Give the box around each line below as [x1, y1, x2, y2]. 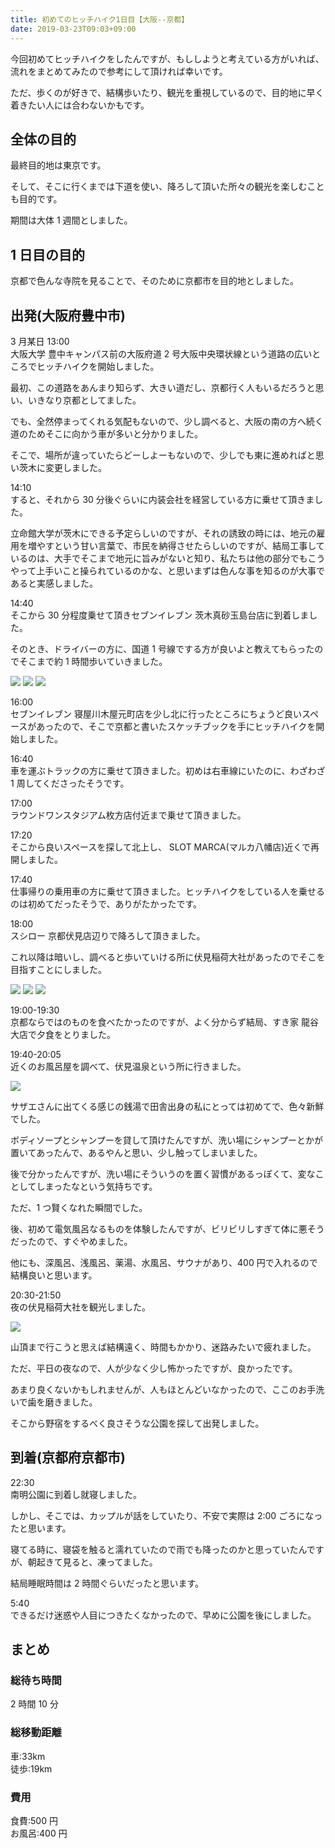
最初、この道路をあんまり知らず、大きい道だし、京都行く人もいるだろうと [10, 381, 316, 393]
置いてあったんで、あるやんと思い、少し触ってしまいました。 [10, 1146, 263, 1158]
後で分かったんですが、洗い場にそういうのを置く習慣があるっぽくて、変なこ [10, 1167, 325, 1180]
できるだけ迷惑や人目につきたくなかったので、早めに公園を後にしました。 [10, 1609, 317, 1621]
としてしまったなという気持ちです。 [10, 1180, 158, 1192]
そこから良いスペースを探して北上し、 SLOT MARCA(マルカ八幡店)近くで [10, 841, 311, 853]
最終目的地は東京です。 [10, 159, 107, 171]
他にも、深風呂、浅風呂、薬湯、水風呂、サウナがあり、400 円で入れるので [10, 1256, 318, 1268]
